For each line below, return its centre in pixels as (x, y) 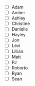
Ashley (18, 18)
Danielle (20, 29)
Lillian (17, 51)
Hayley (18, 35)
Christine (21, 23)
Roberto (20, 67)
